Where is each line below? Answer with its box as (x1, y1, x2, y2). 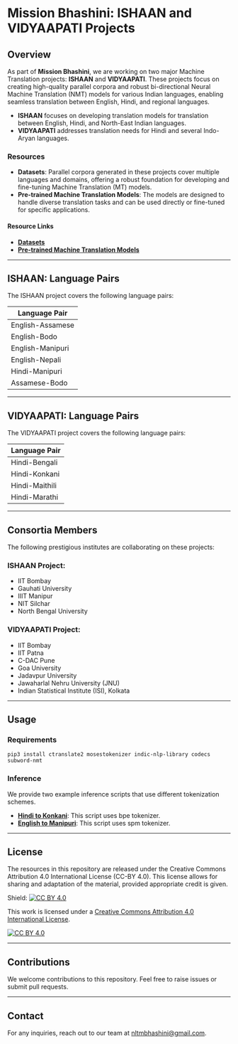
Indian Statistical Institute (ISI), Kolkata (17, 686, 130, 695)
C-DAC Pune (17, 656, 55, 664)
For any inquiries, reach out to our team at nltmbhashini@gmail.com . (7, 1028, 207, 1037)
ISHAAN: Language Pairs (7, 272, 120, 284)
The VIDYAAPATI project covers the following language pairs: (7, 429, 186, 437)
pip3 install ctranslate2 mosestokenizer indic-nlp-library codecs (7, 751, 211, 758)
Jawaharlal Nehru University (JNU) (17, 678, 120, 687)
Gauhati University (17, 585, 72, 593)
